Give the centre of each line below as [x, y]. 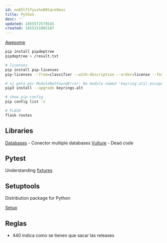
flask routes [19, 115]
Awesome [15, 42]
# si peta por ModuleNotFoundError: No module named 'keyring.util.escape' [85, 83]
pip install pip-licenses [32, 70]
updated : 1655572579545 [30, 24]
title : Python [20, 14]
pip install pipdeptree [30, 52]
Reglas [16, 223]
